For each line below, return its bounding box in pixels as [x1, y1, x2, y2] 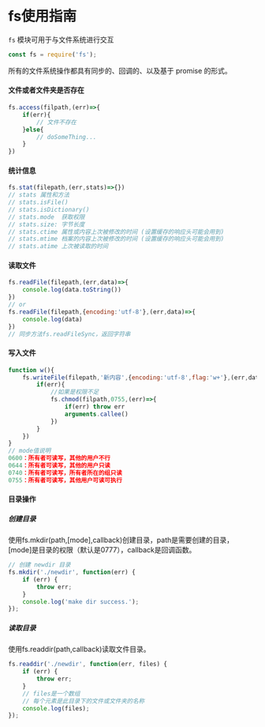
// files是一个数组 [22, 689, 80, 698]
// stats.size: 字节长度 [8, 220, 85, 228]
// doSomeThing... [36, 133, 97, 141]
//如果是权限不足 [50, 388, 99, 396]
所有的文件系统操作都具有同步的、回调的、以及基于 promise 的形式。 [8, 66, 233, 75]
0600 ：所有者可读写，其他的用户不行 [8, 454, 111, 462]
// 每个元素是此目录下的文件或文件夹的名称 [22, 697, 145, 705]
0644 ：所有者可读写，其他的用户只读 [8, 461, 111, 469]
